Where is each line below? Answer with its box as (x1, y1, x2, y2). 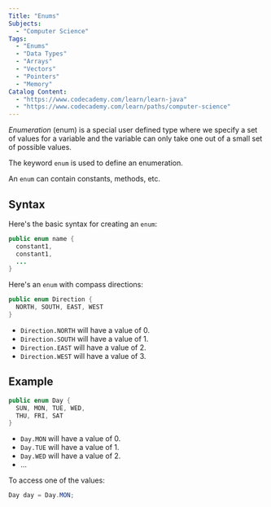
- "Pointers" (15, 72, 60, 81)
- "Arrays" (15, 58, 53, 66)
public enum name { (8, 234, 75, 243)
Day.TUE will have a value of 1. (20, 443, 120, 452)
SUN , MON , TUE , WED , (15, 404, 85, 412)
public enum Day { (8, 396, 71, 404)
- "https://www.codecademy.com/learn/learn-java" (15, 95, 187, 103)
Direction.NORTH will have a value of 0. (20, 325, 151, 334)
